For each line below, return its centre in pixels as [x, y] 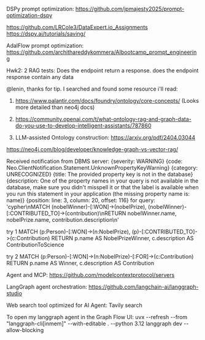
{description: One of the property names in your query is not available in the [102, 181]
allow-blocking [25, 330]
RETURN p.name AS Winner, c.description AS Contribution [80, 263]
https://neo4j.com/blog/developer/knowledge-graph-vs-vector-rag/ [92, 149]
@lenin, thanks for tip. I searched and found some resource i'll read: [92, 89]
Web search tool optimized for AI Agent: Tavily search [74, 305]
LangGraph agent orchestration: [47, 287]
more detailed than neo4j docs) [55, 107]
